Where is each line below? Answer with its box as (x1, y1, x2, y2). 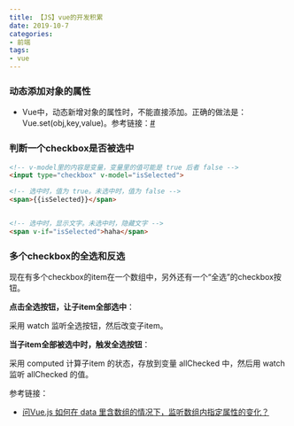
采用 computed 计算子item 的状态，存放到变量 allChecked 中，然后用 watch (9, 358, 286, 368)
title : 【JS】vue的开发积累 (9, 12, 104, 22)
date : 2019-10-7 (9, 21, 69, 30)
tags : (9, 46, 29, 55)
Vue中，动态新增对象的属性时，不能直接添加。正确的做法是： (21, 107, 246, 118)
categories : (9, 29, 53, 38)
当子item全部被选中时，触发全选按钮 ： (9, 339, 151, 350)
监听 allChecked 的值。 (9, 369, 94, 380)
